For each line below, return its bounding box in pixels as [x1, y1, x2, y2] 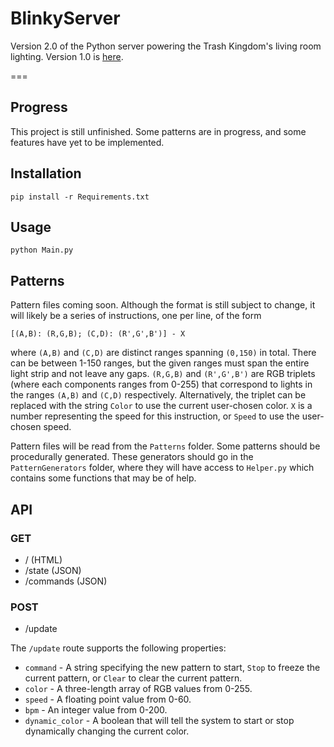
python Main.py [10, 245, 74, 256]
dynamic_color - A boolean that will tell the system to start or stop [24, 715, 295, 727]
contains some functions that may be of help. [10, 472, 197, 484]
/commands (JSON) [24, 575, 108, 587]
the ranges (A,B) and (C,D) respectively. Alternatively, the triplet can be [10, 389, 307, 401]
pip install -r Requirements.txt [10, 192, 150, 202]
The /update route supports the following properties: [10, 642, 227, 654]
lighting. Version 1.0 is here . [10, 50, 124, 62]
